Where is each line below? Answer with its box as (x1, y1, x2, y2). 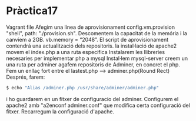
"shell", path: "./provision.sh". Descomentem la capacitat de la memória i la (6, 29, 187, 36)
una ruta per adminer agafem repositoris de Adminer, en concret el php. (6, 60, 181, 68)
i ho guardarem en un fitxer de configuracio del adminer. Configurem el (6, 95, 179, 102)
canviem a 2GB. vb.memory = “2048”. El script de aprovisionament (6, 36, 169, 43)
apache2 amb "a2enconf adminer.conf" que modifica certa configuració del (6, 102, 190, 109)
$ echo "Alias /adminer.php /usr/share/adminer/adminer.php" (6, 85, 160, 90)
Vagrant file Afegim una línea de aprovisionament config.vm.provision (6, 23, 175, 31)
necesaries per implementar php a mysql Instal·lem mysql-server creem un (6, 55, 188, 62)
